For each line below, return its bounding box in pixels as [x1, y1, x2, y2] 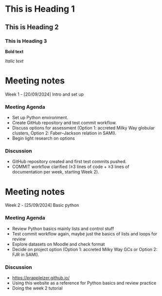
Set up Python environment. [12, 115, 69, 121]
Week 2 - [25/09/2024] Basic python [5, 202, 79, 208]
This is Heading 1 [5, 3, 75, 15]
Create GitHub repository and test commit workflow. [12, 120, 117, 126]
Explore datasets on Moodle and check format [12, 241, 105, 247]
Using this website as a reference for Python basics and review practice [12, 280, 157, 286]
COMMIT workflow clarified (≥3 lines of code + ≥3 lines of [12, 164, 130, 169]
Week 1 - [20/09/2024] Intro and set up [5, 91, 84, 97]
